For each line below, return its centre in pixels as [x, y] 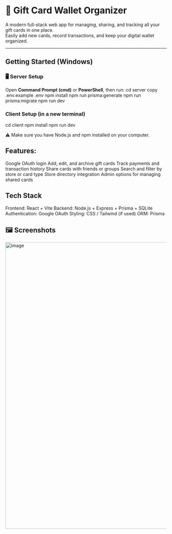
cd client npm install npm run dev [40, 125]
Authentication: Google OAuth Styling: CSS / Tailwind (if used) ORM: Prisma [85, 213]
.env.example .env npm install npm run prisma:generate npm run [73, 95]
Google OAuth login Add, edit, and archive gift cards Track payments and [82, 163]
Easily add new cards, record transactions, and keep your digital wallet [80, 35]
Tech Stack [24, 196]
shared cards [19, 180]
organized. [17, 41]
